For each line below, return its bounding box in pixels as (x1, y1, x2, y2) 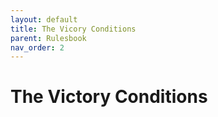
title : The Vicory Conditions (10, 24, 137, 34)
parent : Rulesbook (10, 33, 87, 43)
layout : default (10, 14, 78, 25)
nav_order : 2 (10, 42, 65, 53)
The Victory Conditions (10, 86, 208, 108)
